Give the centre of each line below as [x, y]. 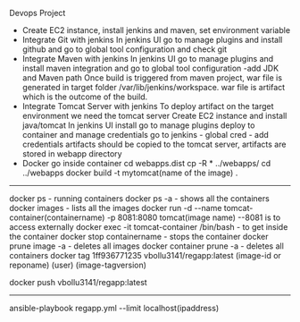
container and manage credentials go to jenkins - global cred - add [146, 135]
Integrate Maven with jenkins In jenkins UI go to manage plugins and [148, 59]
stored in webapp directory [72, 154]
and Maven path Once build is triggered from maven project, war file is [152, 78]
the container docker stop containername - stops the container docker [139, 237]
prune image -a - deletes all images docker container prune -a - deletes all [146, 246]
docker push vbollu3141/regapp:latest [78, 282]
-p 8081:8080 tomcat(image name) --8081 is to [194, 217]
